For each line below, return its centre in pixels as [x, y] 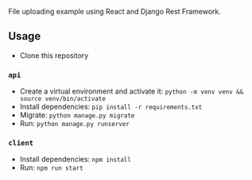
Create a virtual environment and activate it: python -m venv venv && [132, 91]
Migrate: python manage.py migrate [77, 115]
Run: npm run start [51, 168]
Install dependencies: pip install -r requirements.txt [111, 107]
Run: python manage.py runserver [74, 124]
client [21, 143]
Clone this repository [54, 56]
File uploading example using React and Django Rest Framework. [114, 11]
